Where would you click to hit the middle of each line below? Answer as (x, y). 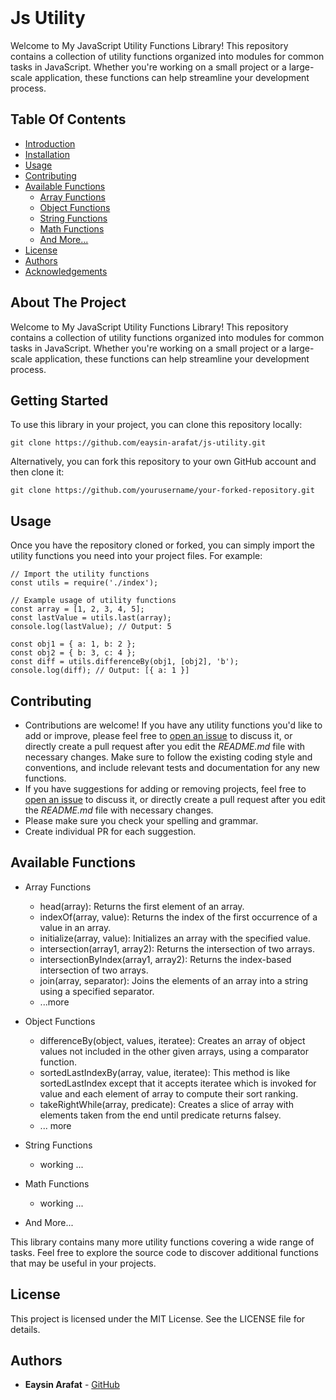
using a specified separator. (97, 991)
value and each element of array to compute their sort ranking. (169, 1093)
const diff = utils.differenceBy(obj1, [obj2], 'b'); (125, 662)
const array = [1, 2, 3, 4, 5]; (77, 609)
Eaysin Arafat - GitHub (72, 1385)
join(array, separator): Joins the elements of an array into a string (174, 980)
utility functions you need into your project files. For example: (136, 556)
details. (25, 1329)
